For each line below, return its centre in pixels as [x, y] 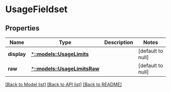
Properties [22, 28]
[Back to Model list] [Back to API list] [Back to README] [64, 84]
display [17, 54]
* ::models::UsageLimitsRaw [65, 69]
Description [119, 42]
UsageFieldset [36, 9]
